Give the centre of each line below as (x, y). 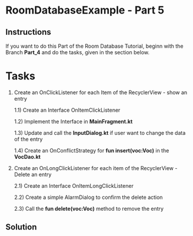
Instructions (28, 32)
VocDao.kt (27, 157)
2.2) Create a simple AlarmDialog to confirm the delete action (88, 197)
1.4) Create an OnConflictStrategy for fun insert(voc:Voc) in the (91, 150)
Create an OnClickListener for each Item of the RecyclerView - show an (101, 92)
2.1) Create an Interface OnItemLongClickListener (74, 185)
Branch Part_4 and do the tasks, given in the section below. (77, 52)
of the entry (28, 139)
